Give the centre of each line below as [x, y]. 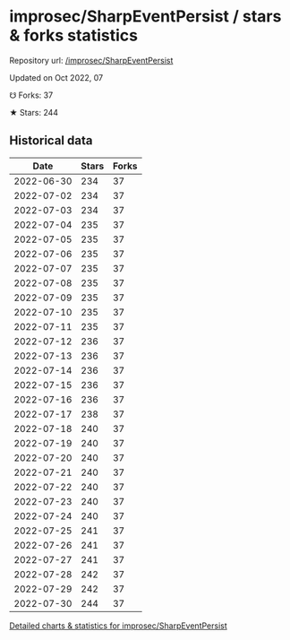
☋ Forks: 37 [31, 95]
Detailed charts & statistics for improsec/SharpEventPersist [119, 626]
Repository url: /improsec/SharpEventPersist [91, 60]
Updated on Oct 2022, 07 [56, 77]
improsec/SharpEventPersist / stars [145, 17]
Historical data [51, 141]
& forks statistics [74, 35]
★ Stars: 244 [34, 112]
